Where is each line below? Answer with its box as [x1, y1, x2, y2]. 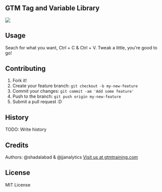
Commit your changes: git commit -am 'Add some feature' [12, 88, 135, 94]
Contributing [5, 64, 46, 73]
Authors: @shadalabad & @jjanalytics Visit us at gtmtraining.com [5, 154, 138, 160]
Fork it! [12, 77, 27, 84]
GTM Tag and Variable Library [5, 4, 100, 12]
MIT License [5, 182, 31, 188]
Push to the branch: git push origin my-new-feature [12, 93, 121, 99]
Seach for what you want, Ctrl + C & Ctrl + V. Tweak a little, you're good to [5, 44, 158, 50]
